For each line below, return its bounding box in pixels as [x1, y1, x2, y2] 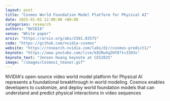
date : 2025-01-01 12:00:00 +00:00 [5, 17, 79, 22]
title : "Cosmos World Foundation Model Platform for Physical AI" [5, 12, 149, 17]
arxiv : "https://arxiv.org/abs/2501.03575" [5, 36, 99, 41]
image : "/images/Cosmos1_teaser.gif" [5, 60, 86, 65]
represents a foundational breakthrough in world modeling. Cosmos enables [5, 79, 165, 85]
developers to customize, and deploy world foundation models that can [5, 85, 155, 91]
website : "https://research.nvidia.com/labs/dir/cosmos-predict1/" [5, 45, 152, 50]
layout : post [5, 7, 33, 13]
